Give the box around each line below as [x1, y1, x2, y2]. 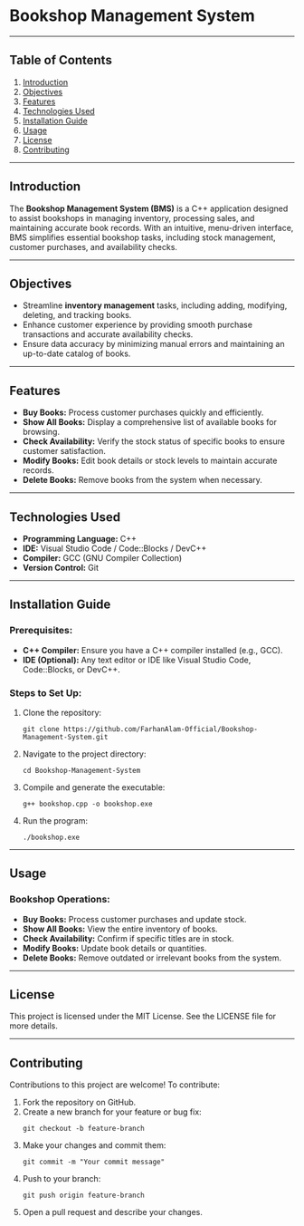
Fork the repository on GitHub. [22, 1097, 137, 1108]
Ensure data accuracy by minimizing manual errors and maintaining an [22, 339, 285, 350]
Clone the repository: [22, 707, 102, 718]
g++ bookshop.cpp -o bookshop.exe [22, 799, 153, 808]
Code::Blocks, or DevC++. [22, 663, 120, 675]
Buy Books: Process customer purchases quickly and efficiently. [22, 407, 264, 418]
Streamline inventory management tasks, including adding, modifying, [22, 300, 288, 311]
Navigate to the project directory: [22, 748, 147, 759]
